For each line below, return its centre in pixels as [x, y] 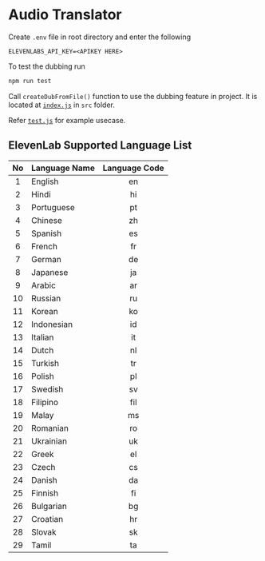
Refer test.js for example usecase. [67, 120]
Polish [43, 376]
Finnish [45, 493]
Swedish [47, 389]
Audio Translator [65, 15]
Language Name [63, 168]
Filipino [45, 402]
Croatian [47, 519]
